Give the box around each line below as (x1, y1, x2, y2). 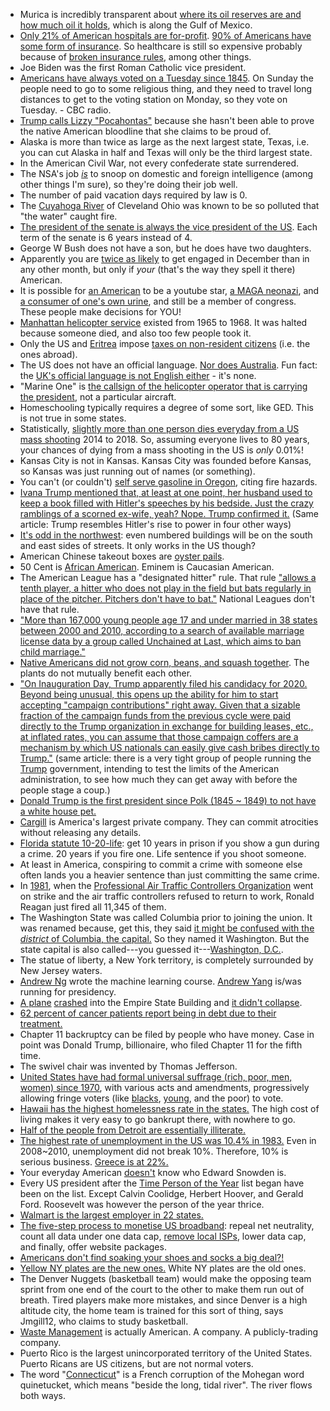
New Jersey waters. (19, 965, 103, 976)
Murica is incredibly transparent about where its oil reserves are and (19, 9, 302, 20)
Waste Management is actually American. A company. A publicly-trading (19, 1326, 319, 1338)
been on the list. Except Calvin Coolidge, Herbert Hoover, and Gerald (19, 1188, 304, 1199)
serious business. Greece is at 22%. (19, 1156, 169, 1168)
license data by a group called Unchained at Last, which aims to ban (19, 635, 302, 647)
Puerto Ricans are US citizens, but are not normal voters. (19, 1358, 254, 1369)
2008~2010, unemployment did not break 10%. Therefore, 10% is (19, 1145, 289, 1157)
